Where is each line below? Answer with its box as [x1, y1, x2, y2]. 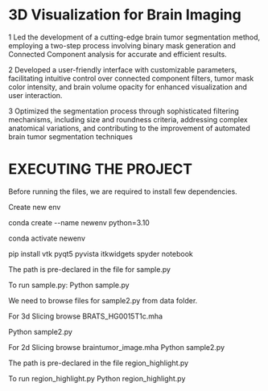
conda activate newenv [8, 233, 86, 243]
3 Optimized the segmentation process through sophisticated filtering [8, 106, 239, 116]
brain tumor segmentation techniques [8, 131, 133, 142]
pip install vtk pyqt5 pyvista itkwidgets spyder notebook [8, 249, 193, 258]
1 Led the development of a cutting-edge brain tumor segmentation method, [8, 32, 261, 42]
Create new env [8, 202, 61, 212]
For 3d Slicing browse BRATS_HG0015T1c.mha [8, 311, 163, 321]
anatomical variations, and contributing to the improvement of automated [8, 123, 251, 133]
